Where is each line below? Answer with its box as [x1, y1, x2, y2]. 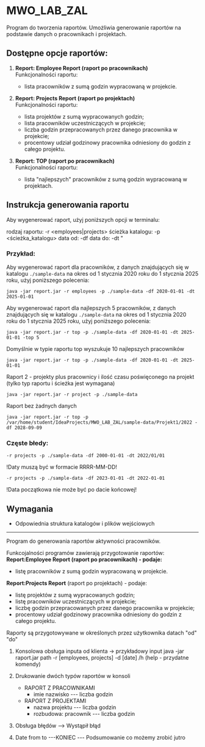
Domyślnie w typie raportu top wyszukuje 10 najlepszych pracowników [6, 345, 185, 352]
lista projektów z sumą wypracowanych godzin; [24, 112, 145, 120]
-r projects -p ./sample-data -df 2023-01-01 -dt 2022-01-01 [6, 475, 165, 482]
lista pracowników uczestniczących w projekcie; [24, 119, 146, 127]
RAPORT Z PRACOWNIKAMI [24, 684, 96, 691]
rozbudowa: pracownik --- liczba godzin [33, 710, 135, 717]
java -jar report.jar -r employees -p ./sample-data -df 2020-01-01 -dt [6, 288, 195, 294]
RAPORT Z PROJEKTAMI [24, 697, 87, 704]
